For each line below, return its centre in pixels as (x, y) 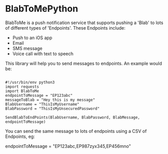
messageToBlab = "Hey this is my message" (50, 100)
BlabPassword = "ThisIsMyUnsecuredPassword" (52, 108)
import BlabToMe (22, 91)
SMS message (27, 48)
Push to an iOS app (32, 38)
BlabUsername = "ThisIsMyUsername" (42, 104)
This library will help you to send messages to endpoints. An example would (83, 63)
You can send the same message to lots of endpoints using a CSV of (76, 131)
